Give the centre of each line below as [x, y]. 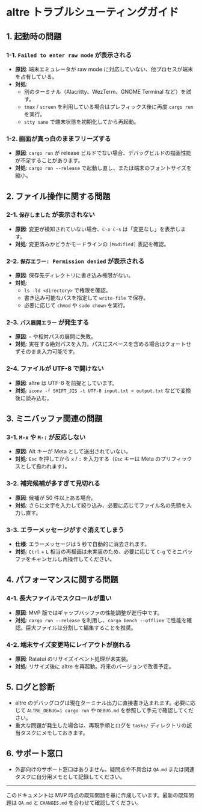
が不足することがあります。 [49, 160]
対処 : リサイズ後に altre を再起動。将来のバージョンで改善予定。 [94, 667]
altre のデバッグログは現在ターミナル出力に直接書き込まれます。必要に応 [105, 703]
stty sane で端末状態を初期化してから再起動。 [81, 121]
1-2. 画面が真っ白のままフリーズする [59, 139]
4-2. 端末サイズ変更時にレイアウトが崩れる [69, 644]
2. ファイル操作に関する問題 [58, 196]
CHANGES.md [54, 803]
